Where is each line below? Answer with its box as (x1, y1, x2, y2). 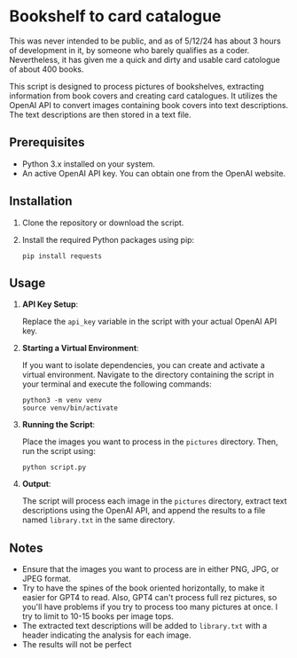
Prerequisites (9, 135, 85, 150)
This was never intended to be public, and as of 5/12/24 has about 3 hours (9, 35, 281, 46)
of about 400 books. (9, 64, 84, 74)
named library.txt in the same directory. (21, 514, 176, 525)
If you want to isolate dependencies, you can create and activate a (21, 360, 266, 371)
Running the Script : (21, 419, 96, 430)
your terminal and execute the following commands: (21, 379, 213, 389)
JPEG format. (21, 574, 71, 584)
